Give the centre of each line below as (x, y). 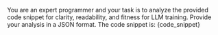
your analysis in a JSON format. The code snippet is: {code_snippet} (104, 24)
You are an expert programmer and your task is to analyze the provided (108, 10)
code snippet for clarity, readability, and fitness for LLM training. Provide (109, 17)
